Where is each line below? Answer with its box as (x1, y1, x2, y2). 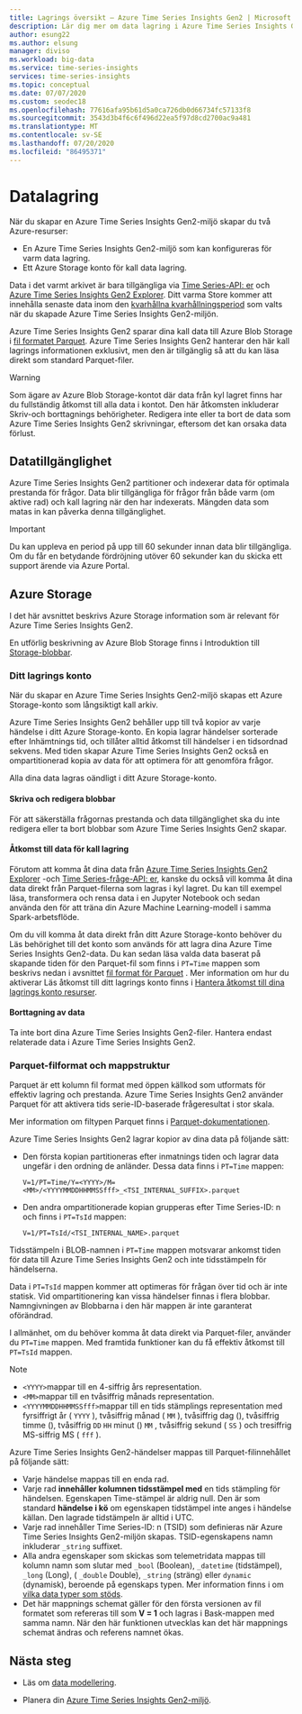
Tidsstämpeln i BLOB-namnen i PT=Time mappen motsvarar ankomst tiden (9, 1244, 281, 1255)
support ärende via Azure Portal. (9, 561, 130, 571)
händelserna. (9, 1263, 58, 1275)
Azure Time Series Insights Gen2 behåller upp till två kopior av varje (9, 717, 261, 728)
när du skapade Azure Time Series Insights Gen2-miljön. (9, 308, 218, 319)
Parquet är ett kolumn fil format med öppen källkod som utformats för (9, 1080, 266, 1090)
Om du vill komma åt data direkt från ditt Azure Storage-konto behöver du (9, 929, 282, 940)
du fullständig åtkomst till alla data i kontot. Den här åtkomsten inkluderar (9, 398, 280, 410)
